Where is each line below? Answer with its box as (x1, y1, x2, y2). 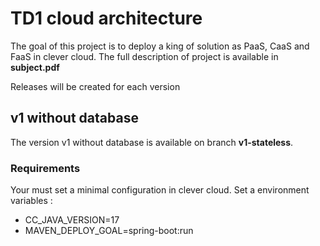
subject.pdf (10, 61, 60, 73)
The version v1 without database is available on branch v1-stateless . (10, 136, 294, 148)
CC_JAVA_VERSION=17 (24, 214, 120, 226)
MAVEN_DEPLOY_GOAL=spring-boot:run (24, 225, 194, 237)
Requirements (10, 161, 81, 175)
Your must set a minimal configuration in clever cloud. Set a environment (10, 184, 310, 196)
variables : (10, 195, 53, 207)
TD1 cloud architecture (10, 7, 203, 30)
